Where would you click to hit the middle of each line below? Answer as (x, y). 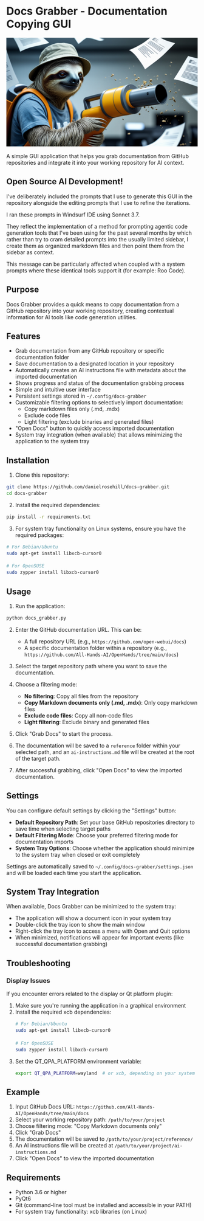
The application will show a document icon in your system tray (93, 918)
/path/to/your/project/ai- (149, 1146)
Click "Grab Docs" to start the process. (64, 733)
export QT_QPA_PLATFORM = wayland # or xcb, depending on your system (105, 1073)
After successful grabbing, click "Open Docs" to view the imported (98, 770)
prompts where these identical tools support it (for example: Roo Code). (96, 270)
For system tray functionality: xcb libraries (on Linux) (81, 1212)
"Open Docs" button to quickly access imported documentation (94, 428)
